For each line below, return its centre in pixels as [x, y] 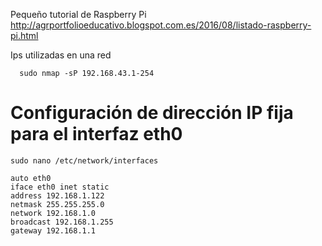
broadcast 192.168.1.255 [62, 222]
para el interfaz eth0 [96, 134]
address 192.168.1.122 [57, 195]
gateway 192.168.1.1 [53, 230]
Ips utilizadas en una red [61, 55]
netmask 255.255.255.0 [57, 204]
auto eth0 [31, 178]
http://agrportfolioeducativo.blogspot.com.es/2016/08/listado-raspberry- [161, 25]
